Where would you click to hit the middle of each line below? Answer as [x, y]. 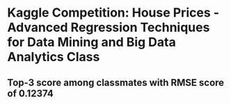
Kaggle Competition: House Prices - [113, 13]
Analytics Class [54, 57]
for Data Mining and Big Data [91, 42]
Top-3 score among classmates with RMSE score [116, 82]
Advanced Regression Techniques [109, 27]
